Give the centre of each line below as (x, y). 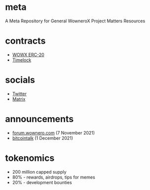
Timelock (22, 60)
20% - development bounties (42, 182)
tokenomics (30, 158)
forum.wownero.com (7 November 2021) (54, 132)
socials (20, 80)
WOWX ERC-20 (28, 55)
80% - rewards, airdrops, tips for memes (54, 177)
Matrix (19, 99)
